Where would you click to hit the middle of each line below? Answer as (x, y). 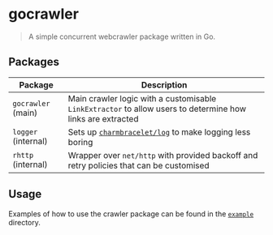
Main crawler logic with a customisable (142, 98)
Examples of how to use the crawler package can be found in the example (131, 214)
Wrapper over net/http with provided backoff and (163, 155)
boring (80, 142)
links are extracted (103, 118)
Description (164, 84)
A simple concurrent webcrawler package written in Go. (122, 36)
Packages (34, 62)
